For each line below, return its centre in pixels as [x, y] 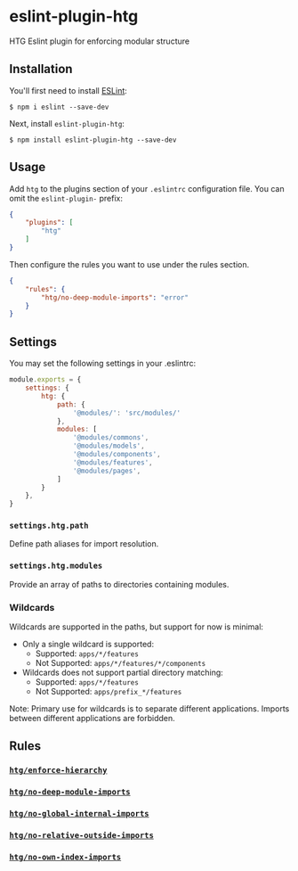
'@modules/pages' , [107, 471]
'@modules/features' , [113, 462]
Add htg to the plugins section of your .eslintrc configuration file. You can [147, 188]
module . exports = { [45, 380]
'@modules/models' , [109, 446]
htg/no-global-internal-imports [79, 814]
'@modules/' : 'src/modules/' [126, 413]
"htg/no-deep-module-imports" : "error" [115, 297]
